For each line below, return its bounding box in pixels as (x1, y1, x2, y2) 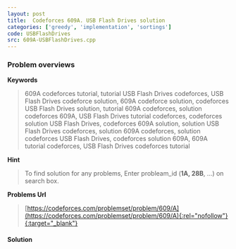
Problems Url (7, 190, 46, 199)
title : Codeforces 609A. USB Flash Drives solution (7, 17, 166, 24)
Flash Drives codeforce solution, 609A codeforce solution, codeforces (24, 97, 229, 106)
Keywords (7, 75, 38, 85)
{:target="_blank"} (24, 219, 78, 228)
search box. (24, 177, 59, 186)
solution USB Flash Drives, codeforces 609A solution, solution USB (24, 119, 220, 128)
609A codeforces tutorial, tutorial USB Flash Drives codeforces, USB (24, 90, 224, 98)
